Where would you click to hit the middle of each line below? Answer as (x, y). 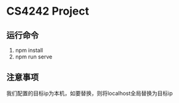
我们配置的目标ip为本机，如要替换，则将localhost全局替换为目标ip (89, 93)
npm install (29, 50)
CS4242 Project (48, 11)
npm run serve (34, 57)
